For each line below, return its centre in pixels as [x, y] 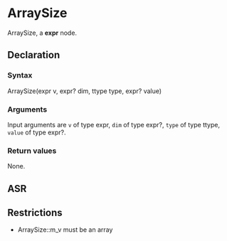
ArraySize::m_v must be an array [65, 230]
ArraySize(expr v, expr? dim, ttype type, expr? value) [85, 91]
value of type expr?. [37, 132]
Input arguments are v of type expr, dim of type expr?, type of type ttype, [114, 124]
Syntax [20, 75]
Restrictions [35, 213]
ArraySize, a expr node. [42, 33]
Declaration [34, 55]
